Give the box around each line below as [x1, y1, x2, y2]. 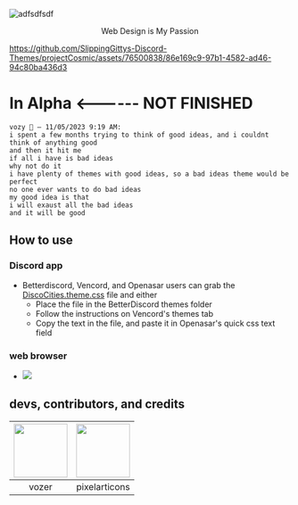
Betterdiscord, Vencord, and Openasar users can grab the [21, 279, 236, 290]
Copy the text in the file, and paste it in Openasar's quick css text [35, 318, 276, 328]
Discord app [9, 260, 63, 272]
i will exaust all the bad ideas [9, 201, 134, 210]
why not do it [9, 161, 62, 170]
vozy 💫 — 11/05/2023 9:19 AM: [9, 122, 122, 131]
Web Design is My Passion [101, 26, 199, 36]
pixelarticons [76, 480, 131, 493]
